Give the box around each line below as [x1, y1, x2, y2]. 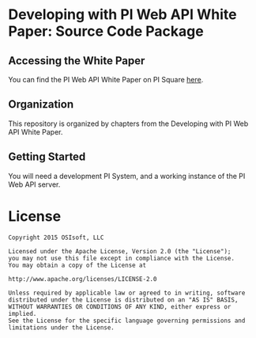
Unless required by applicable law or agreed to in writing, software [8, 289, 246, 297]
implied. [8, 310, 37, 317]
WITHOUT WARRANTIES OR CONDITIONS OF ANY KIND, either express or [8, 302, 232, 310]
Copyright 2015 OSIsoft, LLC [8, 234, 104, 241]
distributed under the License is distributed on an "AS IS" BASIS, [8, 295, 239, 304]
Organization [8, 97, 73, 112]
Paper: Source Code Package [8, 22, 204, 40]
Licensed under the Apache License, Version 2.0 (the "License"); [8, 247, 232, 255]
